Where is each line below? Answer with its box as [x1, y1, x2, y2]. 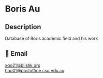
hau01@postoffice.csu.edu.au [5, 67, 64, 73]
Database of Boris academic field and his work [5, 35, 98, 41]
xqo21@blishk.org [5, 62, 41, 68]
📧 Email [5, 49, 28, 58]
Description [5, 23, 41, 31]
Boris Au [5, 3, 40, 15]
